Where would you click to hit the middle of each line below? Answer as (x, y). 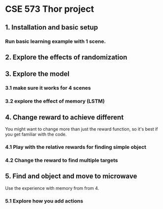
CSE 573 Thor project (50, 9)
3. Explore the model (37, 74)
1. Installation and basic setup (52, 27)
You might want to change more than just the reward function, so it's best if (81, 129)
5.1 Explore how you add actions (44, 201)
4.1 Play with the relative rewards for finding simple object (76, 147)
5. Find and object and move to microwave (71, 176)
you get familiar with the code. (36, 134)
